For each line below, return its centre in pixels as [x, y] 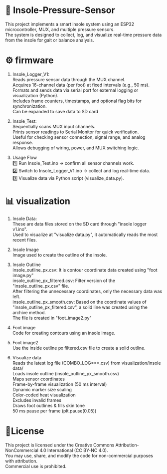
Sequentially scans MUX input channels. [54, 126]
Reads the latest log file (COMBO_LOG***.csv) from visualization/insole [86, 363]
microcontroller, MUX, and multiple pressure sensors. [60, 29]
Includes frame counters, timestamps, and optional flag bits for [77, 101]
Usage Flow [25, 157]
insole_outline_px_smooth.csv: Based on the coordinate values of [79, 302]
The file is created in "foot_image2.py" [52, 318]
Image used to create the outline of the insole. [60, 255]
